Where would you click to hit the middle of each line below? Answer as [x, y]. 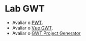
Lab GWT [25, 9]
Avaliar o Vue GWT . [33, 27]
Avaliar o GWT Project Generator [46, 33]
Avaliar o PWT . [27, 22]
